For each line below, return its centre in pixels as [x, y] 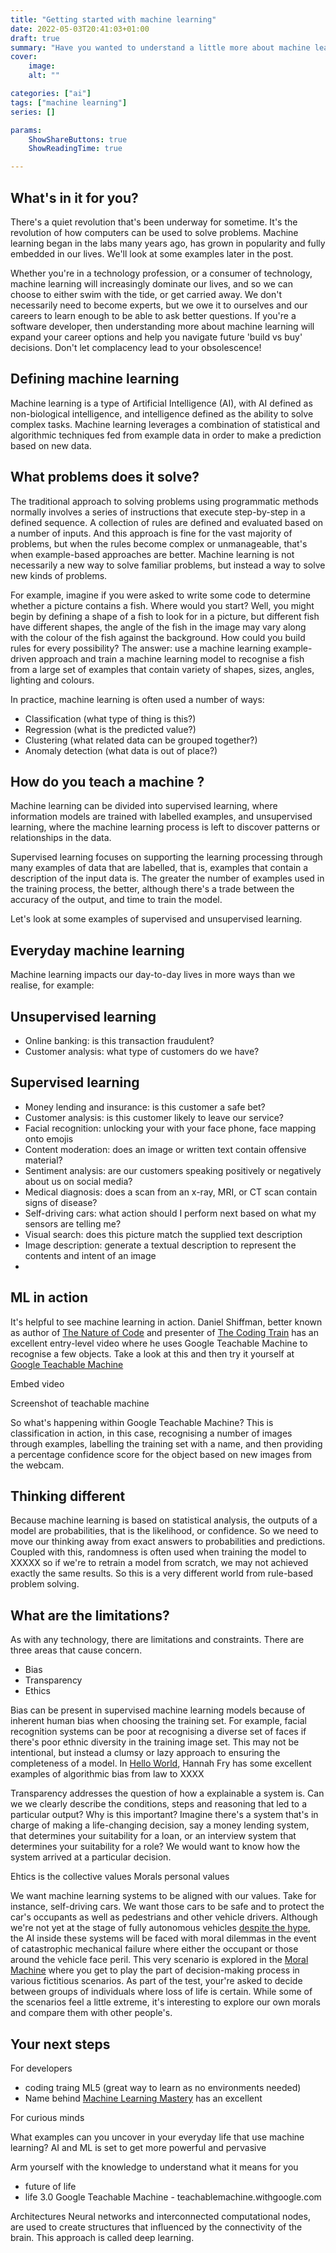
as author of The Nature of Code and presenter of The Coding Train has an [164, 1332]
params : [26, 130]
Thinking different [68, 1496]
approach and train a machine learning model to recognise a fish [171, 658]
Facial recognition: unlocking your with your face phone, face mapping [170, 1128]
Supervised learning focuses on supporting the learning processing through [166, 857]
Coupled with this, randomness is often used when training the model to [158, 1552]
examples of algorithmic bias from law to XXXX [107, 1774]
